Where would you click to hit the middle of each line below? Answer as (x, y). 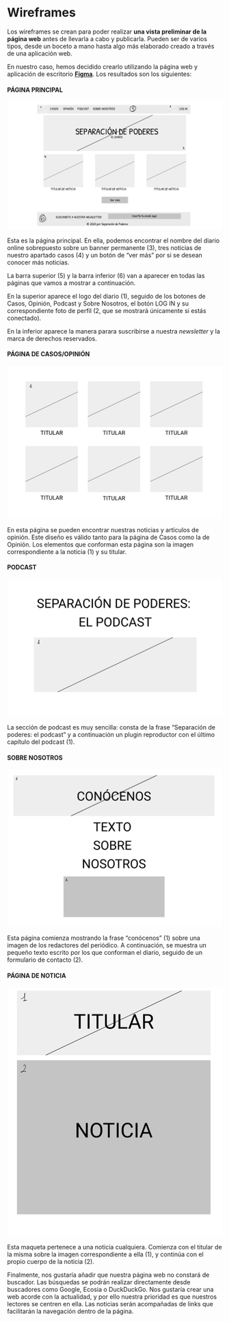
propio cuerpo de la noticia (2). (51, 1261)
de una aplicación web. (40, 53)
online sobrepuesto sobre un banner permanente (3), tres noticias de (104, 247)
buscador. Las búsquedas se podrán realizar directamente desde (99, 1282)
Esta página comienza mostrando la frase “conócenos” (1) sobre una (104, 938)
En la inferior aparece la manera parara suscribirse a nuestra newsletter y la (114, 331)
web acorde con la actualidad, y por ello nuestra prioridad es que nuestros (112, 1297)
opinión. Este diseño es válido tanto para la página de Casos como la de (108, 537)
